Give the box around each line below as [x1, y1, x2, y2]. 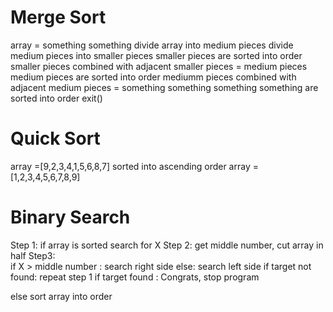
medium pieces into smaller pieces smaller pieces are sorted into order [10, 49, 303, 61]
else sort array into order [10, 290, 113, 302]
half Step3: [10, 249, 56, 261]
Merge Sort [10, 6, 107, 29]
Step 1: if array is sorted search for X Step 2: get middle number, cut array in [10, 239, 324, 251]
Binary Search [10, 206, 131, 229]
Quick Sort [10, 127, 101, 150]
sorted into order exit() [10, 92, 103, 104]
